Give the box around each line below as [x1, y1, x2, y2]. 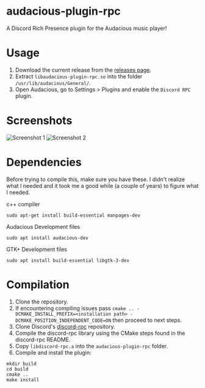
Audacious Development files [6, 223, 81, 230]
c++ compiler [6, 200, 40, 207]
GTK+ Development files [6, 245, 67, 253]
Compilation [6, 277, 70, 291]
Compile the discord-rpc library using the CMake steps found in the [15, 329, 185, 337]
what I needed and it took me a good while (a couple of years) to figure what [6, 182, 199, 189]
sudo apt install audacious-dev [6, 234, 88, 241]
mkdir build [6, 360, 37, 367]
